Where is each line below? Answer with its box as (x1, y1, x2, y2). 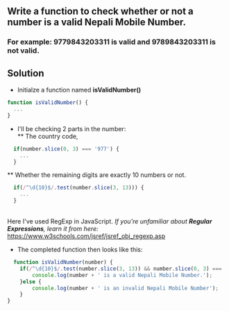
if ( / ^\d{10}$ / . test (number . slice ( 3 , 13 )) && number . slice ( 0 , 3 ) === (19, 265, 222, 272)
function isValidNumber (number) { (13, 259, 113, 266)
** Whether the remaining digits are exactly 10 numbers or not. (7, 171, 186, 179)
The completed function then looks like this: (17, 246, 143, 253)
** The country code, (17, 132, 78, 140)
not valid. (7, 46, 40, 56)
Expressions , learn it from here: (7, 225, 99, 233)
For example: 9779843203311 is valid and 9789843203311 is (7, 37, 217, 47)
